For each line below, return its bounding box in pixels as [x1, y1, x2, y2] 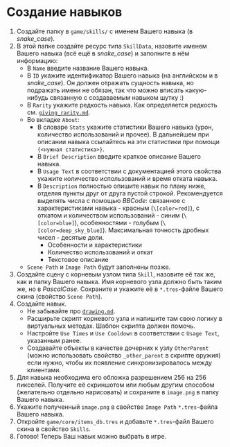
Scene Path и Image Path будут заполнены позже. [26, 263, 171, 271]
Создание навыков [6, 4, 123, 20]
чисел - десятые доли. [37, 233, 105, 241]
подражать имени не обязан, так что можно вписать [26, 86, 184, 94]
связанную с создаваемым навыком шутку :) [49, 93, 184, 101]
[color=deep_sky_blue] [37, 227, 103, 234]
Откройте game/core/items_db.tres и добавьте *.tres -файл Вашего [16, 417, 214, 426]
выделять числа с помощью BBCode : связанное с [37, 196, 186, 204]
